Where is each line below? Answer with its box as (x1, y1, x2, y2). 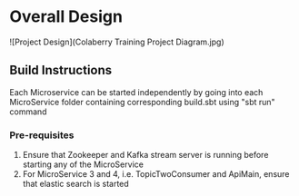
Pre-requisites (9, 129, 75, 142)
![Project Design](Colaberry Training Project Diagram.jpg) (9, 36, 224, 47)
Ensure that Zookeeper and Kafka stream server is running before (22, 150, 269, 161)
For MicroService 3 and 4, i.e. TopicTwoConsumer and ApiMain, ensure (22, 169, 290, 180)
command (9, 106, 47, 117)
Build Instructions (9, 63, 113, 78)
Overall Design (9, 6, 123, 27)
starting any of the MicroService (22, 159, 144, 170)
